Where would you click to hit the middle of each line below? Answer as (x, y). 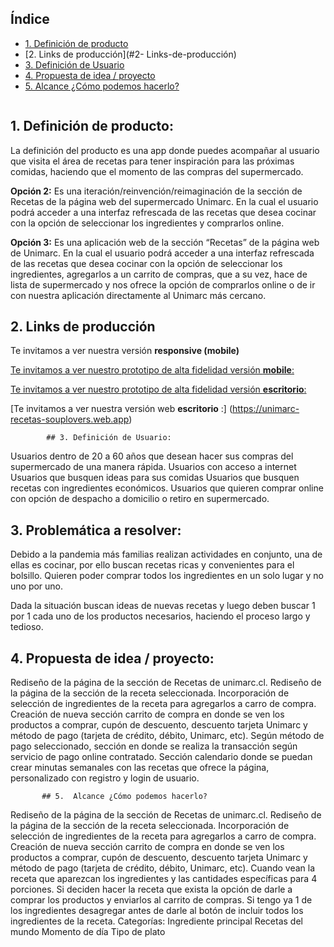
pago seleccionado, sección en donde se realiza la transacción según (154, 746)
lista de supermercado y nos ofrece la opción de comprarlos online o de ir (163, 284)
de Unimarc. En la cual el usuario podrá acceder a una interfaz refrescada (162, 253)
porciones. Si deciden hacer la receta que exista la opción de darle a (151, 889)
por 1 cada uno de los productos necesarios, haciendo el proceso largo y (160, 616)
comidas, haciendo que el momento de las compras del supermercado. (157, 171)
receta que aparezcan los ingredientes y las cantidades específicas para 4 (164, 879)
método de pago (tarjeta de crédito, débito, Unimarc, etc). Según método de (167, 736)
